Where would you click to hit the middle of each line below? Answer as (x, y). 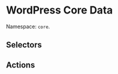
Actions (20, 65)
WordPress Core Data (59, 10)
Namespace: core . (28, 26)
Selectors (24, 45)
